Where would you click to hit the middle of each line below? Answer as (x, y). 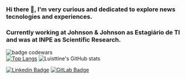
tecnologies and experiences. (49, 16)
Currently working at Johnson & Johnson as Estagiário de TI (93, 32)
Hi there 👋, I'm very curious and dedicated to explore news (91, 9)
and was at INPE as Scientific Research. (63, 39)
